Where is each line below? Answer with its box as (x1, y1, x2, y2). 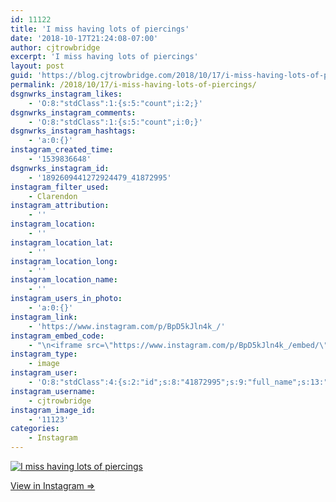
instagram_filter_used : (10, 182, 110, 192)
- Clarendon (28, 191, 78, 201)
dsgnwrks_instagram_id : (10, 163, 110, 173)
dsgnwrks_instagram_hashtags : (10, 126, 137, 136)
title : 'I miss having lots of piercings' (10, 24, 190, 34)
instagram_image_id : (10, 405, 97, 415)
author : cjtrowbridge (10, 42, 101, 53)
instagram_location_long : (10, 256, 118, 266)
